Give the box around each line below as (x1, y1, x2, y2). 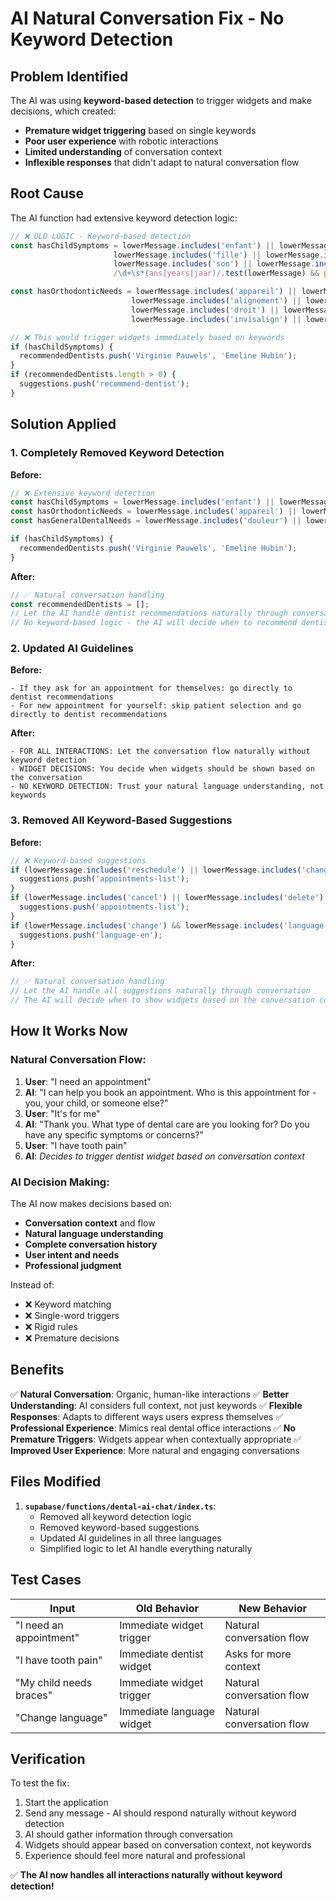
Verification (10, 1750, 86, 1767)
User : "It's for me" (24, 1107, 101, 1119)
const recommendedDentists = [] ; (10, 599, 150, 609)
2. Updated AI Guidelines (10, 642, 134, 656)
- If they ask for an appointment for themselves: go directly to (10, 683, 293, 694)
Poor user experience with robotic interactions (24, 135, 219, 147)
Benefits (10, 1362, 65, 1379)
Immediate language (119, 1704, 215, 1718)
